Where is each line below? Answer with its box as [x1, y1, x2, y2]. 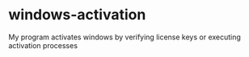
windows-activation [8, 6, 146, 24]
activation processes [8, 40, 78, 50]
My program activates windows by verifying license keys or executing [8, 32, 241, 42]
